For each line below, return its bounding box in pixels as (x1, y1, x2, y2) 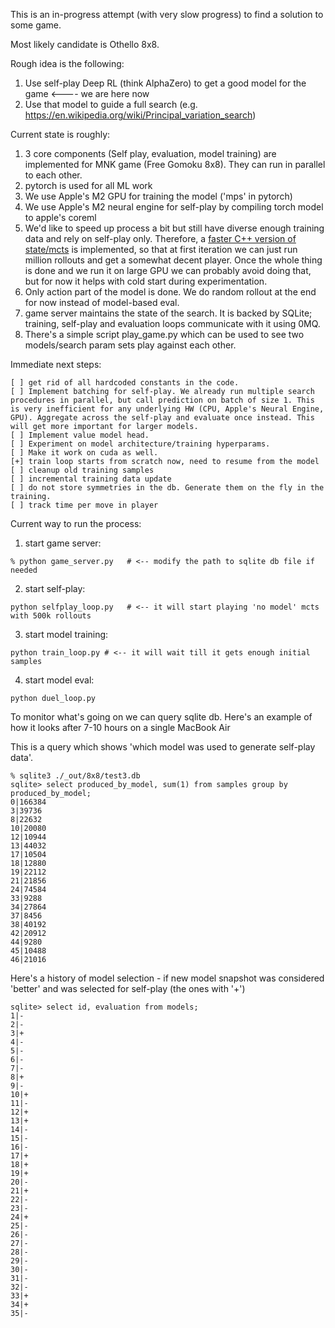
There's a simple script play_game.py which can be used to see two (24, 329, 305, 340)
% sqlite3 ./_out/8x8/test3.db (10, 771, 141, 781)
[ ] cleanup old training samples (10, 465, 155, 475)
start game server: (24, 537, 102, 549)
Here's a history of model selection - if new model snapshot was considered (10, 972, 325, 984)
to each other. (24, 169, 83, 181)
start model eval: (24, 674, 95, 686)
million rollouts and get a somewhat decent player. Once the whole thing (24, 254, 323, 266)
